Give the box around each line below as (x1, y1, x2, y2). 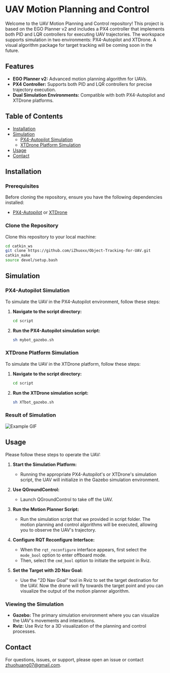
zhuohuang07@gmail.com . (5, 662, 62, 668)
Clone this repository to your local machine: (5, 233, 96, 240)
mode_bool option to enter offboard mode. (20, 552, 107, 558)
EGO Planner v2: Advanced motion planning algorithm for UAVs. (12, 75, 147, 82)
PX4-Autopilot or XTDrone (12, 210, 67, 216)
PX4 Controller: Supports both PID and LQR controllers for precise (12, 81, 152, 87)
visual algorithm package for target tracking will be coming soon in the (5, 42, 153, 48)
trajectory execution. (12, 86, 56, 93)
